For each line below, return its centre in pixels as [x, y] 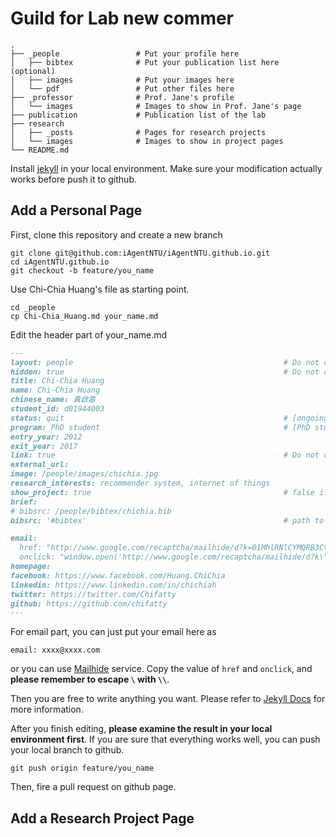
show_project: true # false [162, 492]
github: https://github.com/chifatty [89, 603]
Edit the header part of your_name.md [89, 334]
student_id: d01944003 [57, 409]
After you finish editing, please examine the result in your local [141, 729]
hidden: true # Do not [165, 372]
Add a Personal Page [76, 210]
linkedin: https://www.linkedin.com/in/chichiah [113, 585]
